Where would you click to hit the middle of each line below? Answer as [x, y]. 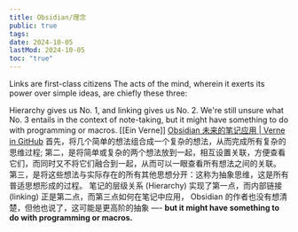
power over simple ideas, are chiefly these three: [98, 93]
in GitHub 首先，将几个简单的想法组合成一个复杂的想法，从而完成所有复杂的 [148, 141]
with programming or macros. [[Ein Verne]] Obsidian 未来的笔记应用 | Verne [147, 130]
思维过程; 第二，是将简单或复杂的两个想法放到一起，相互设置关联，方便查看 [148, 152]
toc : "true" [31, 58]
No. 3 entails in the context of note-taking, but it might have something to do [149, 120]
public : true [33, 26]
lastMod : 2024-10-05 [47, 50]
